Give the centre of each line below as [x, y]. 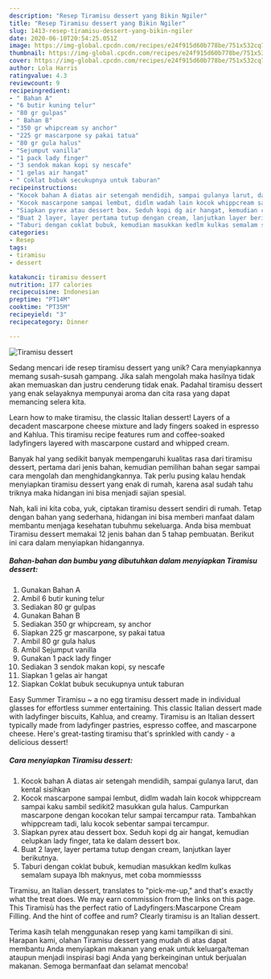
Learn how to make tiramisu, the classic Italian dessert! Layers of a [120, 417]
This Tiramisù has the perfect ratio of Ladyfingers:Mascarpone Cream [125, 907]
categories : [29, 233]
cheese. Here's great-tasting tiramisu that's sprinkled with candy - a [122, 734]
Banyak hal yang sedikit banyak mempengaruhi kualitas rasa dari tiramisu [131, 459]
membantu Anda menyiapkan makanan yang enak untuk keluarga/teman [129, 948]
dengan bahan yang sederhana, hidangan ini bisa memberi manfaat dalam [132, 516]
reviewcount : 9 [35, 83]
